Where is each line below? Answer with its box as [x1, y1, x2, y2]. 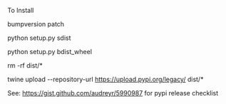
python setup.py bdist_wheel [7, 48, 93, 56]
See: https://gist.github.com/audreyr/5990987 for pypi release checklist [7, 89, 219, 97]
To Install [7, 6, 34, 14]
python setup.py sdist [7, 33, 71, 42]
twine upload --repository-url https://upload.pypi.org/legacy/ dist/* [7, 75, 204, 83]
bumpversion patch [7, 20, 65, 28]
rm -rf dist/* [7, 61, 43, 70]
